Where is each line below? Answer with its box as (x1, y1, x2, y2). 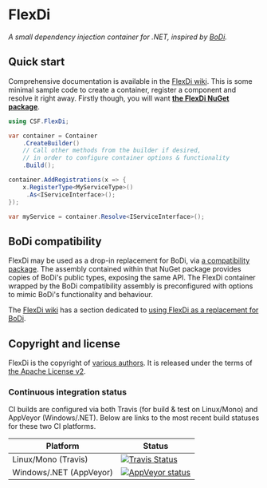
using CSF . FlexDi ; (8, 117, 69, 125)
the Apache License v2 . (8, 367, 86, 376)
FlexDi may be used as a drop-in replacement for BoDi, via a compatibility (8, 256, 250, 265)
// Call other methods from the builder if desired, (22, 146, 202, 155)
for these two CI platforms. (8, 422, 96, 431)
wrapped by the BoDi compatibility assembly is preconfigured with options (8, 281, 253, 291)
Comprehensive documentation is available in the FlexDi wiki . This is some (8, 76, 253, 85)
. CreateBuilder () (22, 139, 80, 147)
